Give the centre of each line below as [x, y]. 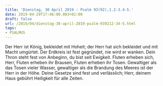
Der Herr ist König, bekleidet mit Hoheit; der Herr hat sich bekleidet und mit [81, 47]
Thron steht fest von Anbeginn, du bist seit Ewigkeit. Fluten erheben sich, [80, 57]
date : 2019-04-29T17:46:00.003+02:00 [44, 14]
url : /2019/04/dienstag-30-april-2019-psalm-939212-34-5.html [70, 23]
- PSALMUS [15, 33]
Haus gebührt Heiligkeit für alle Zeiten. [44, 78]
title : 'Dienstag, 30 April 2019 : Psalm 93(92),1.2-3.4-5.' [69, 10]
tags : [11, 28]
